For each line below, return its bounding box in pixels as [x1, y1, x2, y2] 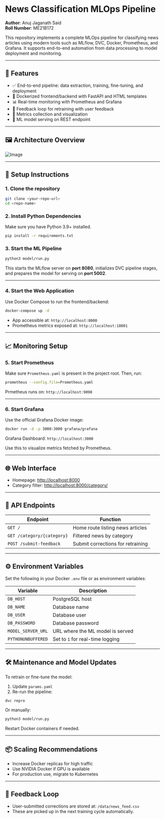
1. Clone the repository [5, 185, 60, 192]
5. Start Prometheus [5, 359, 54, 366]
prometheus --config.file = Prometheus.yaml [5, 380, 93, 385]
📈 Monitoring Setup [5, 342, 68, 350]
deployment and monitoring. [5, 50, 62, 56]
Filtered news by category [73, 532, 133, 539]
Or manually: [5, 707, 31, 713]
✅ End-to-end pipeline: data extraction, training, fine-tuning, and [12, 82, 143, 88]
